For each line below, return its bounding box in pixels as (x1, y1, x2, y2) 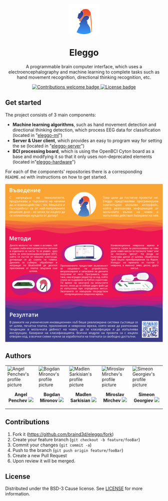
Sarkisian (70, 398, 91, 404)
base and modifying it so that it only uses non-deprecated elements (12, 153, 152, 159)
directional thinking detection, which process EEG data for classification (12, 127, 161, 133)
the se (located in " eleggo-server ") (12, 142, 85, 149)
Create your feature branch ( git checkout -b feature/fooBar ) (12, 436, 140, 442)
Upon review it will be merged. (12, 458, 75, 464)
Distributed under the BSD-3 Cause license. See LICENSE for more (5, 485, 143, 491)
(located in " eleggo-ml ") (12, 132, 62, 138)
